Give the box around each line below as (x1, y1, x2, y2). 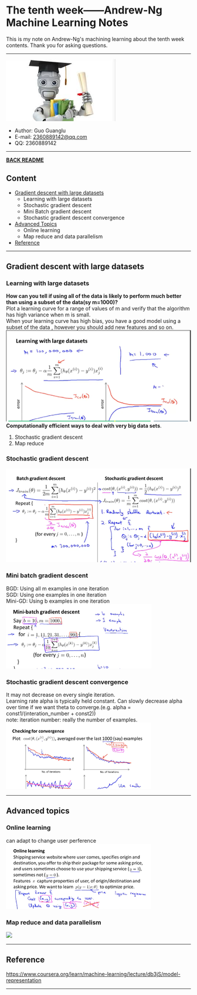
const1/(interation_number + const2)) (6, 710, 96, 717)
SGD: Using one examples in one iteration (6, 591, 107, 598)
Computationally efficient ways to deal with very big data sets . (6, 422, 162, 429)
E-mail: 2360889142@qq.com (14, 133, 87, 140)
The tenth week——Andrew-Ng (6, 4, 162, 17)
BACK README (6, 156, 44, 163)
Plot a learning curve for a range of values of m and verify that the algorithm (6, 305, 190, 312)
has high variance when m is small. (6, 311, 91, 318)
